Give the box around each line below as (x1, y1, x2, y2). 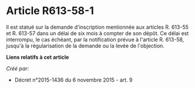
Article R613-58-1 (6, 4, 94, 18)
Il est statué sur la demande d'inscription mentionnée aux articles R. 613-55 (6, 23, 189, 31)
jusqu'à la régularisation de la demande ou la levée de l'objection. (6, 42, 164, 49)
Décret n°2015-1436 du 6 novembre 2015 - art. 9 (14, 76, 133, 83)
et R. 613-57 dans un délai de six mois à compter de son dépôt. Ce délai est (6, 29, 189, 36)
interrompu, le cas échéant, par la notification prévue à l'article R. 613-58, (6, 36, 184, 43)
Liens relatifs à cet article (6, 53, 69, 60)
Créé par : (6, 65, 29, 72)
